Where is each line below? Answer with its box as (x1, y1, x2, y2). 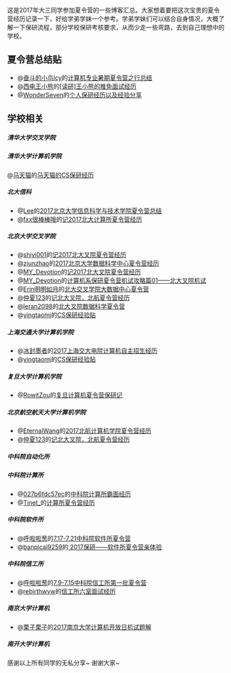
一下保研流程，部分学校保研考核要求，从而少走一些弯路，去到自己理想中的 (12, 23, 225, 31)
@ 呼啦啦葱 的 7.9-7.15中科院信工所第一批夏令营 (17, 578, 147, 587)
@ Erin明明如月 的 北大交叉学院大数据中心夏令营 (17, 285, 150, 293)
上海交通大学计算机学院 (7, 328, 74, 336)
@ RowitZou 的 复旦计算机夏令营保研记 (17, 391, 123, 400)
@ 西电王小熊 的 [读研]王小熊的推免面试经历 (17, 82, 137, 90)
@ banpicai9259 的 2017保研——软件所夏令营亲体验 (17, 543, 162, 551)
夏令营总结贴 (7, 54, 62, 65)
